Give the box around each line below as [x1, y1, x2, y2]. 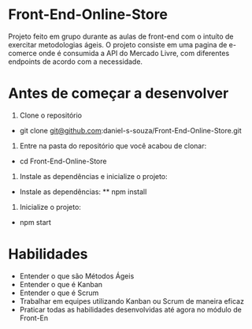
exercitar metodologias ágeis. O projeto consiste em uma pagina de [8, 39, 228, 49]
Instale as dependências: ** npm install [19, 187, 147, 196]
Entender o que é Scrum [19, 288, 99, 297]
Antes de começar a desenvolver [8, 84, 229, 103]
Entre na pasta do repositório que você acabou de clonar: [19, 140, 207, 151]
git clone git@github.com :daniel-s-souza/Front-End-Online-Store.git [19, 125, 242, 135]
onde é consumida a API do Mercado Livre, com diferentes [38, 48, 230, 58]
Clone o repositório [19, 110, 83, 120]
